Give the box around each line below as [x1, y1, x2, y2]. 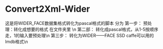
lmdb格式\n [5, 38, 28, 45]
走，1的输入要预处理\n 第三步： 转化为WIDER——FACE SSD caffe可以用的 [5, 32, 154, 38]
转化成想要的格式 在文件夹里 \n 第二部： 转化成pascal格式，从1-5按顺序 [13, 26, 159, 32]
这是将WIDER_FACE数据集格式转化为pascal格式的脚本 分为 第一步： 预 [5, 20, 148, 26]
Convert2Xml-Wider [5, 3, 90, 15]
